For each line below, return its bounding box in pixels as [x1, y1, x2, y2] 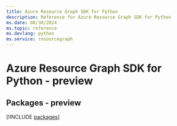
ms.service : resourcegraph [6, 36, 73, 42]
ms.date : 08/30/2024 [6, 20, 58, 25]
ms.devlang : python [6, 31, 55, 37]
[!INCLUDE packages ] [6, 114, 60, 120]
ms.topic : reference [6, 25, 58, 31]
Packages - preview [6, 98, 81, 108]
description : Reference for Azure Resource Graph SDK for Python [6, 14, 171, 20]
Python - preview [6, 75, 93, 88]
